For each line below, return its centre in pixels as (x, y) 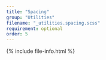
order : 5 (17, 34)
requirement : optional (34, 28)
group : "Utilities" (31, 17)
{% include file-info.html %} (41, 51)
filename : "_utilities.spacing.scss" (53, 23)
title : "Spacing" (28, 12)
